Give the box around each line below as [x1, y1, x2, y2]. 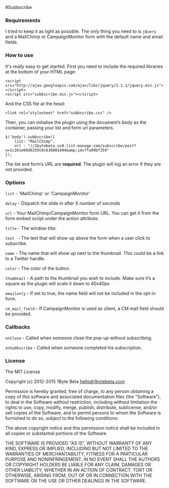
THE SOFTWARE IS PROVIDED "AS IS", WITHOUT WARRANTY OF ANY [5, 440, 152, 447]
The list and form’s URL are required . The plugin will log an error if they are [5, 161, 161, 167]
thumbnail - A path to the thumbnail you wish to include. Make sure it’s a [5, 275, 155, 281]
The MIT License [5, 369, 40, 375]
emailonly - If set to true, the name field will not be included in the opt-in [5, 290, 156, 296]
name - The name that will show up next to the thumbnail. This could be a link [5, 250, 164, 256]
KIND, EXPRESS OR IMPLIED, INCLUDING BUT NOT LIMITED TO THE [5, 446, 148, 452]
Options [5, 179, 25, 186]
